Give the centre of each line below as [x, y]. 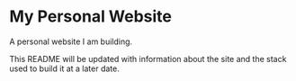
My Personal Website [91, 17]
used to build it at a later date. [64, 68]
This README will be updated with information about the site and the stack [148, 58]
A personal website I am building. [71, 41]
